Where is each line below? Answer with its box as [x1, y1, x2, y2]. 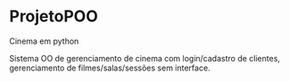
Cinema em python [9, 36, 79, 46]
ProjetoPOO [9, 6, 98, 27]
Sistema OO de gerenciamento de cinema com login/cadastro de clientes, [9, 53, 281, 63]
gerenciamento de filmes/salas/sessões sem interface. [9, 62, 211, 73]
